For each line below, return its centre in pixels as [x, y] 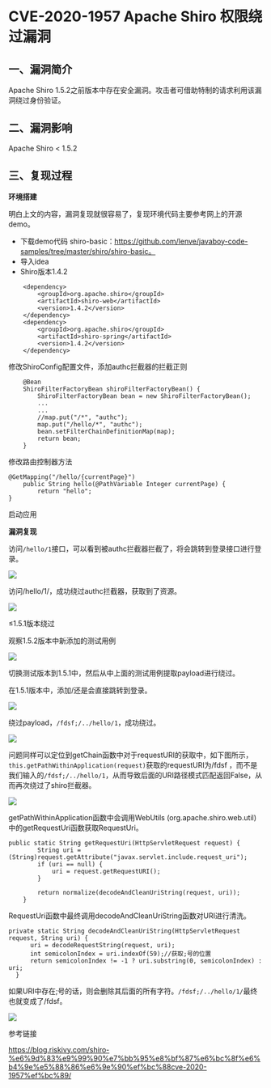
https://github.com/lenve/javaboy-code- [181, 241]
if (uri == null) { [70, 864]
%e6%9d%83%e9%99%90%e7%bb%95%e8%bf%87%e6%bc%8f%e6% [135, 1058]
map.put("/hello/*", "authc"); [90, 424]
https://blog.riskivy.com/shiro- [59, 1049]
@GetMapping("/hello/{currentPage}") [72, 477]
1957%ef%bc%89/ [40, 1075]
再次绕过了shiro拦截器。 [55, 785]
